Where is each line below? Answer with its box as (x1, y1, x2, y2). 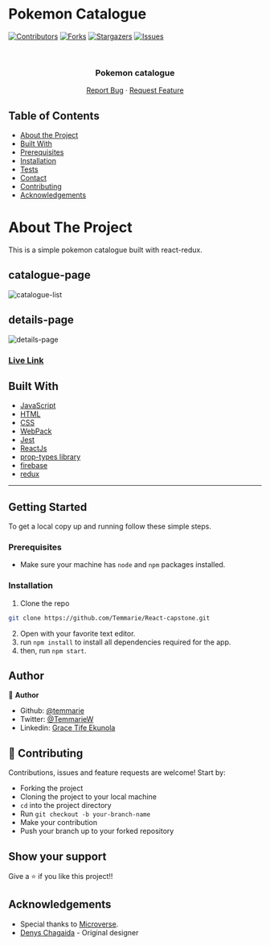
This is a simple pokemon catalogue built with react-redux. (8, 245, 202, 255)
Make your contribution (19, 818, 98, 827)
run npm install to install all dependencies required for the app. (19, 637, 231, 647)
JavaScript (19, 400, 56, 411)
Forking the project (19, 783, 84, 794)
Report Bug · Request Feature (86, 85, 184, 95)
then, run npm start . (19, 645, 87, 655)
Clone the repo (19, 598, 70, 608)
